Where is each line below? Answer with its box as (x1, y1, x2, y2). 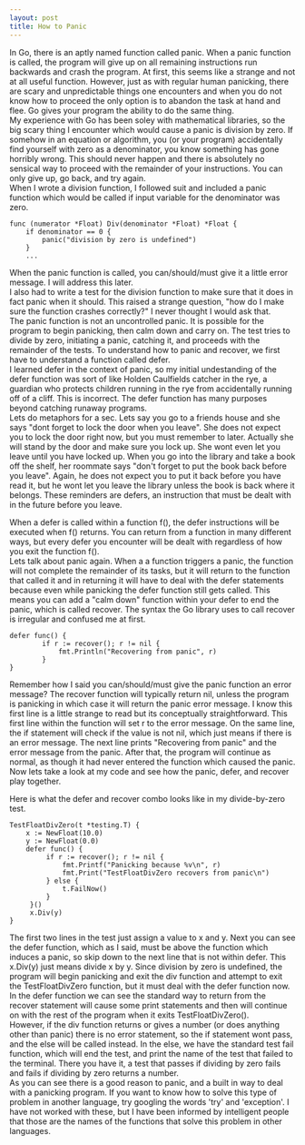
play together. (9, 775, 62, 786)
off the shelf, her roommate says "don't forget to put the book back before (9, 461, 288, 471)
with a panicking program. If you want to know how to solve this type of (9, 1087, 278, 1098)
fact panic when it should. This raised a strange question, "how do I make (9, 296, 284, 307)
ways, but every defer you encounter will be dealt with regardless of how (9, 536, 283, 547)
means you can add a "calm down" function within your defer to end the (9, 593, 280, 605)
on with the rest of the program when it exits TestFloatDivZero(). (9, 1009, 250, 1020)
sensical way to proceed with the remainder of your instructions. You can (9, 163, 283, 174)
